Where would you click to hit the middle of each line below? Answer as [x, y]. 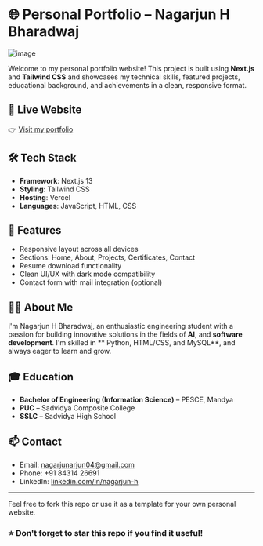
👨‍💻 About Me [41, 307]
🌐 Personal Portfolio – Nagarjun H [119, 15]
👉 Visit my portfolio [41, 129]
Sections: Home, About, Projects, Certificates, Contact [107, 257]
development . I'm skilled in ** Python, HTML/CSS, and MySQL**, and [122, 343]
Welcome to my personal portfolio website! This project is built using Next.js [131, 68]
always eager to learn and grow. [60, 351]
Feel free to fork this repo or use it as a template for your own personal [122, 504]
